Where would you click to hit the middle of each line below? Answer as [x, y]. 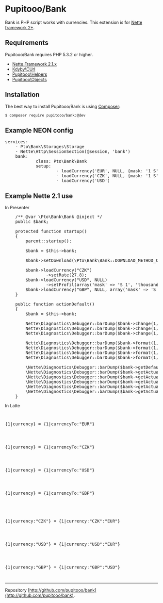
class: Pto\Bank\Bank [61, 161]
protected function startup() [51, 231]
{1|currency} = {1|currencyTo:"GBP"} [50, 493]
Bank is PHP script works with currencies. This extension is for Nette [74, 22]
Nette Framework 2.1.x [34, 64]
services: [16, 142]
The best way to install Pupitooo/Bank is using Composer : [63, 106]
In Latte [13, 406]
